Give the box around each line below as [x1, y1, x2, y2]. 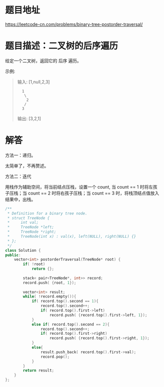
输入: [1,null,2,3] [17, 79, 50, 85]
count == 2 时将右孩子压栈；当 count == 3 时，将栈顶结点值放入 [28, 190, 160, 196]
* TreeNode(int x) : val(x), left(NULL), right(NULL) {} [7, 234, 136, 239]
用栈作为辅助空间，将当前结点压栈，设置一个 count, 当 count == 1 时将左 [5, 184, 153, 190]
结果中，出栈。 [5, 196, 36, 202]
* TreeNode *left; [7, 225, 55, 230]
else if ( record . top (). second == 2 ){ [31, 322, 110, 327]
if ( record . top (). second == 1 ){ [31, 299, 99, 304]
